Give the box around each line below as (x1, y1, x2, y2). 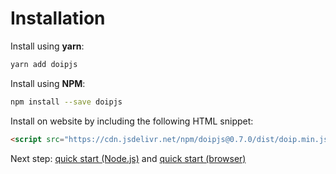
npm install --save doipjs (10, 97, 123, 107)
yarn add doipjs (10, 59, 78, 69)
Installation (10, 7, 106, 30)
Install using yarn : (10, 40, 85, 52)
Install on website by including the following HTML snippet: (10, 115, 254, 127)
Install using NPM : (10, 77, 86, 89)
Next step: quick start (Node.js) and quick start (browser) (10, 152, 247, 164)
